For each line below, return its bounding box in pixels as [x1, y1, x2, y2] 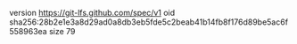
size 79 [48, 26, 76, 36]
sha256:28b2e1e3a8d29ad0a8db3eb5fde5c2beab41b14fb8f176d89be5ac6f [9, 17, 288, 27]
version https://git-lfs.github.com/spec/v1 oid [9, 8, 176, 18]
